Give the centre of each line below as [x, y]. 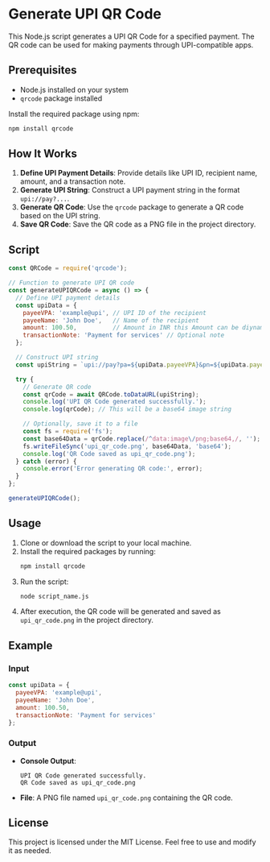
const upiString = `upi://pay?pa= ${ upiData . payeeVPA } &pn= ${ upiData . [133, 365]
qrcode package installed [61, 98]
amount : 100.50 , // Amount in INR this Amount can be [131, 328]
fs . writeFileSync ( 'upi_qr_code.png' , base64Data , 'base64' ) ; [127, 446]
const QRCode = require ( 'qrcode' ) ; [68, 268]
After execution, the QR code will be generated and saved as [120, 611]
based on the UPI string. [60, 216]
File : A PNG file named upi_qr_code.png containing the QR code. [126, 798]
